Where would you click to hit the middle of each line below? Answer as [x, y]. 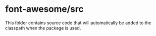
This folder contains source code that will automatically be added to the [78, 23]
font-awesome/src [45, 9]
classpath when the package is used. [43, 28]
